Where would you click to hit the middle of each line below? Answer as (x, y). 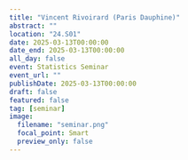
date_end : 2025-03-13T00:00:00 (67, 51)
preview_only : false (55, 141)
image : (21, 116)
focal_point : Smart (53, 133)
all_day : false (37, 59)
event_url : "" (35, 76)
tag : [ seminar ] (37, 108)
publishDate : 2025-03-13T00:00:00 (73, 84)
